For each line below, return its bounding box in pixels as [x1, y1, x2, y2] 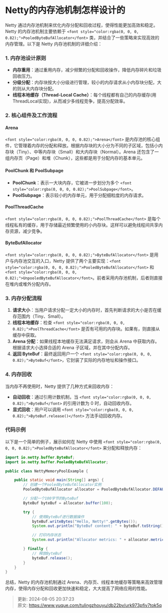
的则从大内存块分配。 [12, 86, 56, 92]
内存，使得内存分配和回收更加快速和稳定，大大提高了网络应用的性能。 [5, 585, 150, 591]
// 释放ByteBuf [31, 551, 62, 556]
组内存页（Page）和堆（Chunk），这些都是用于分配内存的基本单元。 [5, 155, 145, 161]
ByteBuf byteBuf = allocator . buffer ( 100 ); [23, 500, 113, 505]
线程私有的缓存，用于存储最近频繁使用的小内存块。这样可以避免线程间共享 [5, 222, 158, 228]
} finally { [23, 546, 48, 551]
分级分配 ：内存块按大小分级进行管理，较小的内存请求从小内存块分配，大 [12, 80, 161, 86]
